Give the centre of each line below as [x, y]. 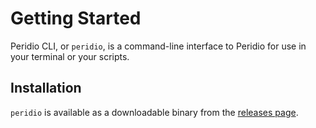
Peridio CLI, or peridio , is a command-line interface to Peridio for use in [158, 46]
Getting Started [76, 18]
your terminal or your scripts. [70, 56]
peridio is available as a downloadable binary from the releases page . [154, 112]
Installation [46, 88]
